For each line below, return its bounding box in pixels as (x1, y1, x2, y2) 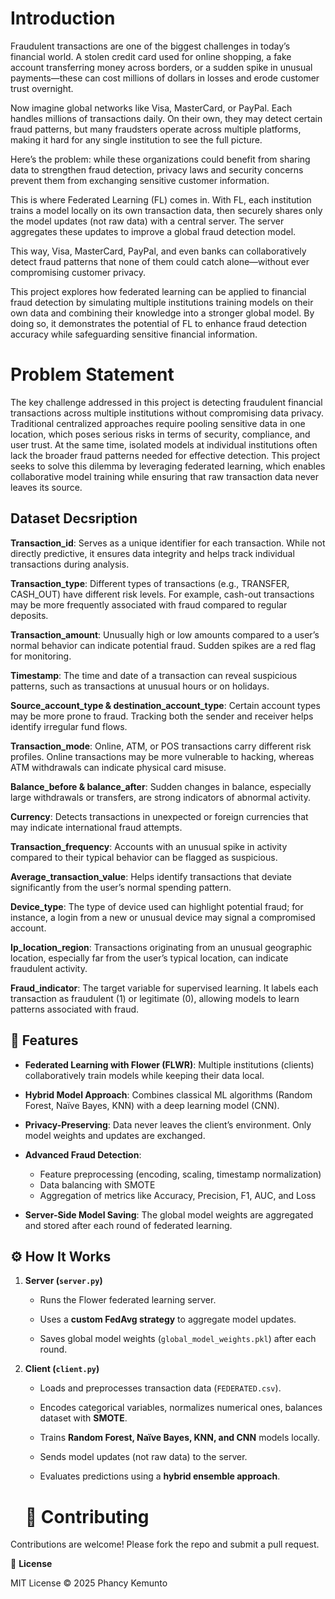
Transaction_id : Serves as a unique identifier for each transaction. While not (10, 537, 326, 549)
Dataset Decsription (10, 510, 138, 527)
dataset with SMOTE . (39, 1412, 128, 1424)
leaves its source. (10, 481, 83, 493)
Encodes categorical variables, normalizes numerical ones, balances (39, 1402, 323, 1414)
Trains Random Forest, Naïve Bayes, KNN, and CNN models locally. (39, 1432, 321, 1444)
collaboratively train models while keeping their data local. (24, 1069, 265, 1081)
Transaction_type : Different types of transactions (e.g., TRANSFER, (10, 577, 290, 589)
